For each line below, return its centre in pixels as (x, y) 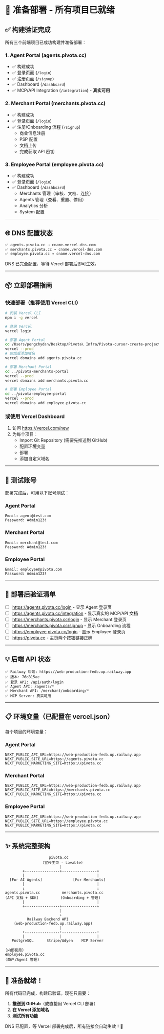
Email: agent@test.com (28, 516)
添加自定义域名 (34, 459)
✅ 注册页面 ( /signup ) (33, 79)
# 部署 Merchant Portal (29, 367)
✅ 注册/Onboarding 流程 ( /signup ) (46, 127)
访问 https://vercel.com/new (41, 428)
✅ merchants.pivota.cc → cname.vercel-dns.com (54, 249)
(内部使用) (15, 950)
